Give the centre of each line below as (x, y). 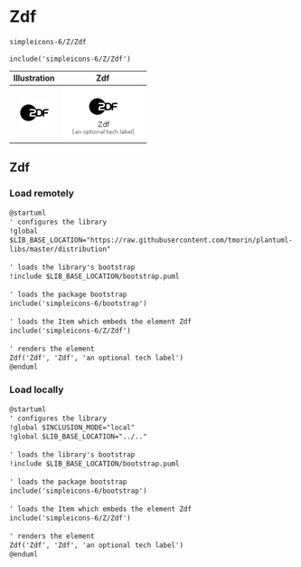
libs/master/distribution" (60, 249)
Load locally (37, 389)
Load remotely (42, 193)
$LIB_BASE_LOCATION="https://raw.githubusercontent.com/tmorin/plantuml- (151, 240)
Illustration (34, 78)
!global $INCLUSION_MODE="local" (72, 428)
